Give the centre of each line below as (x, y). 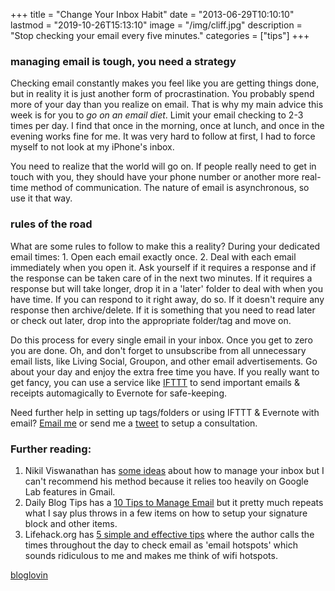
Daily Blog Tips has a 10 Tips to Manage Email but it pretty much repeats (174, 502)
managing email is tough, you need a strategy (123, 61)
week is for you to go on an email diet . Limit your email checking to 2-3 (157, 115)
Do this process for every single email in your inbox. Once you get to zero (161, 340)
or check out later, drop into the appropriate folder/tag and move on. (151, 320)
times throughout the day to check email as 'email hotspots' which (161, 545)
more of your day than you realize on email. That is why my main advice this (167, 105)
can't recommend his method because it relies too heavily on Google (166, 481)
